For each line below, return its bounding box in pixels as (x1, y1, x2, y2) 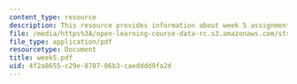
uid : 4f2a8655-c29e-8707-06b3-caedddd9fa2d (9, 62, 172, 71)
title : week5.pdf (9, 53, 73, 62)
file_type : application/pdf (9, 37, 113, 46)
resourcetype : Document (9, 45, 97, 54)
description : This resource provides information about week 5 (9, 21, 247, 30)
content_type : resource (9, 12, 97, 22)
